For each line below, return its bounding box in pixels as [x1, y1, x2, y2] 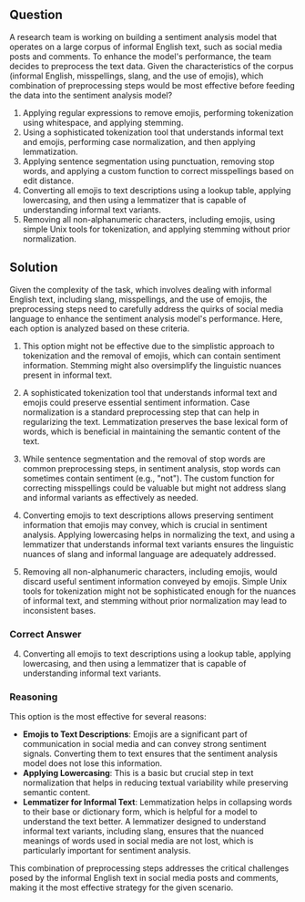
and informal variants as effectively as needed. [22, 492, 198, 503]
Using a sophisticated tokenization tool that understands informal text [22, 127, 284, 138]
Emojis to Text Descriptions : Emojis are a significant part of [22, 729, 248, 740]
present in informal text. [22, 369, 113, 380]
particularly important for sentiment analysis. [22, 845, 191, 856]
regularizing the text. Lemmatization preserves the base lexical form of [22, 416, 289, 427]
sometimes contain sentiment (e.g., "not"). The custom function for [22, 472, 275, 483]
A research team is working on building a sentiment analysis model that [9, 31, 278, 42]
